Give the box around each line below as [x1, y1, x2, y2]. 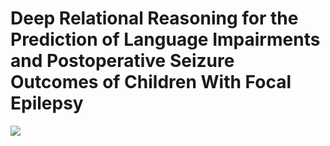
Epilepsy [10, 92, 84, 115]
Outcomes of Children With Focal [10, 71, 292, 94]
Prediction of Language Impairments [10, 28, 321, 51]
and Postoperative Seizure [10, 50, 235, 72]
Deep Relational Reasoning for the [10, 7, 299, 30]
